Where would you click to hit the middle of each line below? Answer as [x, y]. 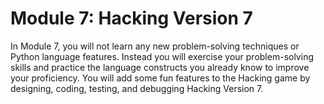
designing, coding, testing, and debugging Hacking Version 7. [137, 88]
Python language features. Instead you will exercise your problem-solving [162, 56]
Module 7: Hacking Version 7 [131, 18]
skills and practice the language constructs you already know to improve [160, 67]
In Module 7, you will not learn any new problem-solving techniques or [155, 46]
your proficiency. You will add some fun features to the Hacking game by [160, 78]
